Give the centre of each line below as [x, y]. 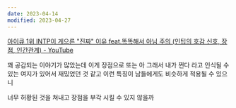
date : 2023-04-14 [33, 14]
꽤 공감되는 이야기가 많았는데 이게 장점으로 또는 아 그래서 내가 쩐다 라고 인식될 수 [118, 65]
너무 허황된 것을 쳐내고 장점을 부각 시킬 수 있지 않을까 [81, 97]
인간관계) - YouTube [45, 50]
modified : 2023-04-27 [39, 20]
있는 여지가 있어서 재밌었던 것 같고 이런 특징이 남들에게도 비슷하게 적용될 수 [111, 74]
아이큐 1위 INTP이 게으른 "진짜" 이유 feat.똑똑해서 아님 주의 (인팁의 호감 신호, [114, 41]
